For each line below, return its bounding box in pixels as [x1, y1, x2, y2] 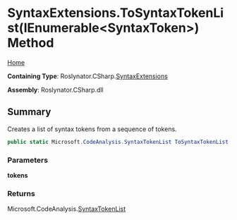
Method [7, 35, 54, 51]
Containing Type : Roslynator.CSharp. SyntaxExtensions [7, 72, 168, 80]
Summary [7, 106, 51, 118]
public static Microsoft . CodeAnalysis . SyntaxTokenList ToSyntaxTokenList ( [7, 138, 232, 145]
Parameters [7, 155, 48, 165]
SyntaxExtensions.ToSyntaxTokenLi [7, 5, 224, 21]
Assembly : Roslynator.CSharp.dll [7, 85, 104, 94]
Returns [7, 188, 35, 198]
